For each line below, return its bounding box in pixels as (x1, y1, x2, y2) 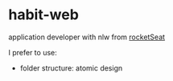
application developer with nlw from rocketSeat (8, 32, 166, 42)
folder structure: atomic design (19, 63, 123, 73)
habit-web (8, 6, 79, 24)
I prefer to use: (8, 47, 58, 57)
